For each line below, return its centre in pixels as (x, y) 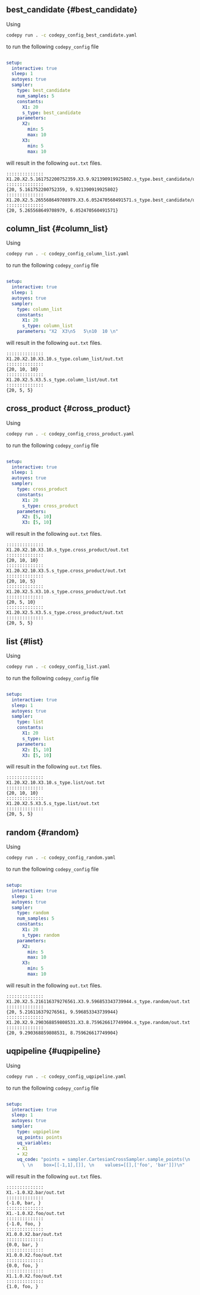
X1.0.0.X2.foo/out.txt (34, 1256)
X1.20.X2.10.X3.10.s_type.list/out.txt (56, 783)
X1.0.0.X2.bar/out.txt (34, 1235)
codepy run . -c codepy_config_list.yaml (58, 667)
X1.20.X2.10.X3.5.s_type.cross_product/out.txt (66, 571)
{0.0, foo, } (22, 1266)
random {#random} (43, 832)
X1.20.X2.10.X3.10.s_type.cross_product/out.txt (68, 550)
